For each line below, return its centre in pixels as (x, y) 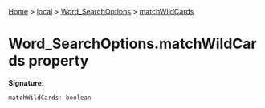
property (58, 61)
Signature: (26, 82)
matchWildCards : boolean (50, 98)
